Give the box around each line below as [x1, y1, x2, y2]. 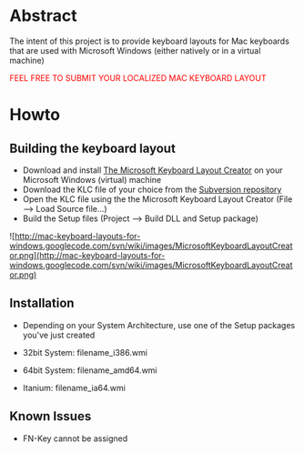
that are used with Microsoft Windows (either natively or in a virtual [9, 45, 261, 55]
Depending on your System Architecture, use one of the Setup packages [22, 319, 296, 330]
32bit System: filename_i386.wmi [22, 347, 148, 357]
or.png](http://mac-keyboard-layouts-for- [9, 249, 166, 260]
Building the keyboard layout [9, 140, 176, 156]
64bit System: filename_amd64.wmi [22, 365, 157, 376]
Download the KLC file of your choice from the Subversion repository [22, 184, 282, 195]
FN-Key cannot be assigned [22, 433, 128, 444]
